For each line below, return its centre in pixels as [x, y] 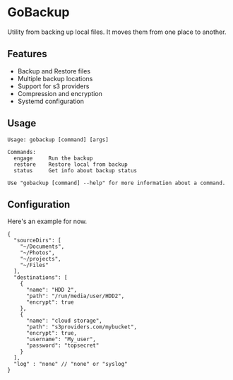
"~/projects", [41, 259]
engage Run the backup [53, 158]
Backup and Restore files [54, 71]
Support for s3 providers [53, 86]
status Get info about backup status [76, 170]
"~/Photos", [37, 253]
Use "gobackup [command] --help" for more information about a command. [116, 183]
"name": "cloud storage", [64, 321]
